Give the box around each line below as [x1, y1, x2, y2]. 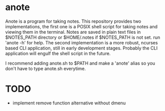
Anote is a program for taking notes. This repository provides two [5, 18, 142, 24]
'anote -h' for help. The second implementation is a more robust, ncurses [5, 39, 158, 45]
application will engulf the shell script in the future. [5, 50, 111, 57]
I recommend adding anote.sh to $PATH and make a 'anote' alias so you [5, 60, 155, 66]
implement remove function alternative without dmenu [12, 100, 126, 106]
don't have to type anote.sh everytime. [5, 65, 86, 72]
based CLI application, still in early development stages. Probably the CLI [5, 45, 158, 51]
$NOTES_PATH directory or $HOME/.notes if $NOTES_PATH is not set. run [5, 34, 160, 40]
